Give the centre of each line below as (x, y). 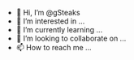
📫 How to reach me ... (54, 47)
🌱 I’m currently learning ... (59, 30)
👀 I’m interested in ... (50, 21)
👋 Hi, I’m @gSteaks (48, 13)
